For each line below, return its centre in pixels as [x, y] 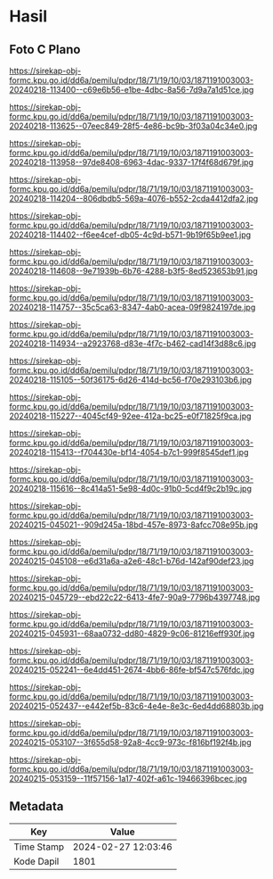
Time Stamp [39, 847]
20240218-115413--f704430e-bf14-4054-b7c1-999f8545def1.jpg [129, 452]
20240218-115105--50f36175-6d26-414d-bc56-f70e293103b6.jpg [130, 380]
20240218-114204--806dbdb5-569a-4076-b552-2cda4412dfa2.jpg [134, 199]
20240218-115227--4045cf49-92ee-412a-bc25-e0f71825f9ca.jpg [130, 416]
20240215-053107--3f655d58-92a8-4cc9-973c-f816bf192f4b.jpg [130, 742]
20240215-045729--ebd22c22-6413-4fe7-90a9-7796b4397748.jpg [135, 597]
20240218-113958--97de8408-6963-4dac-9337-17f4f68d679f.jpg [132, 162]
